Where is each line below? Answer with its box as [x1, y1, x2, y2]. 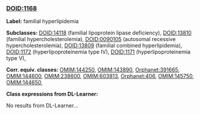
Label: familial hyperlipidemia [6, 18, 79, 25]
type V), [6, 55, 26, 62]
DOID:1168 [6, 4, 37, 13]
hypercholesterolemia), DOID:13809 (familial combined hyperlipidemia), [6, 42, 183, 49]
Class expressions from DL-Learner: [6, 91, 98, 98]
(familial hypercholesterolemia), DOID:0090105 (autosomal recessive [6, 36, 176, 43]
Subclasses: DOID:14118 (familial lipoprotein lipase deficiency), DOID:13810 [6, 29, 192, 36]
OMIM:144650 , [6, 79, 43, 86]
